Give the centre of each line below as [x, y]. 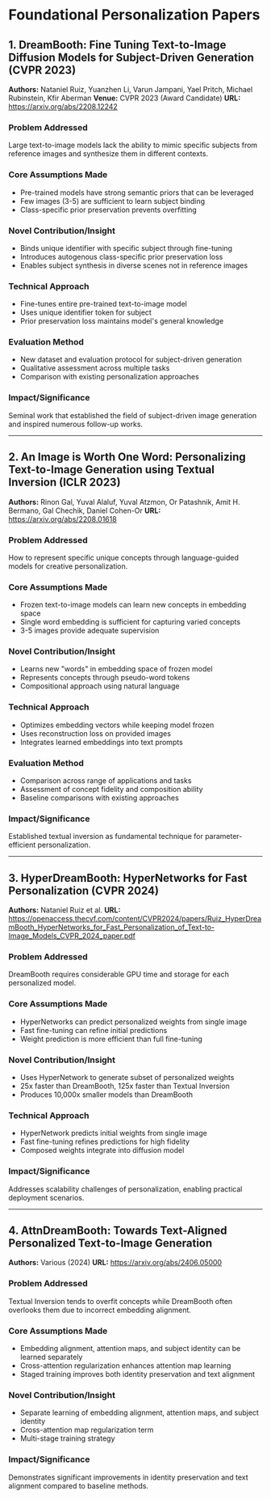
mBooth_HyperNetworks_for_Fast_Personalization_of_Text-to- [112, 927]
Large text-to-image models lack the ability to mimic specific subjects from [133, 145]
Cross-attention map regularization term [87, 1430]
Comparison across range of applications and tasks [106, 781]
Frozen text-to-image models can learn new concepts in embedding [133, 605]
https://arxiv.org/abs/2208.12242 [63, 106]
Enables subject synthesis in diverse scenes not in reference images [134, 265]
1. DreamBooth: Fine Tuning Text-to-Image [117, 45]
